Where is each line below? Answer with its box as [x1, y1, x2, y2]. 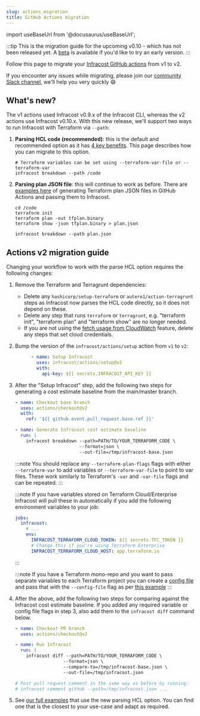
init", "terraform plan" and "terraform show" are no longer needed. [23, 318, 187, 326]
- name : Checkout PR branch [14, 625, 85, 631]
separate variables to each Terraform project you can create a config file [14, 577, 194, 584]
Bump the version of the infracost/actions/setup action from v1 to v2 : [14, 342, 189, 350]
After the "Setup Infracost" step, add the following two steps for [14, 381, 172, 388]
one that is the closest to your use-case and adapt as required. [14, 703, 170, 710]
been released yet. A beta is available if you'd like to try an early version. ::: [6, 48, 191, 56]
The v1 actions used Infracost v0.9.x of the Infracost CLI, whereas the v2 [6, 111, 185, 118]
